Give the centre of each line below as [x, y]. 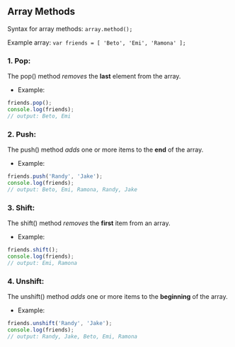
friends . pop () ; [30, 103]
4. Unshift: [26, 281]
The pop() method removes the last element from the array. [94, 76]
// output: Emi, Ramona [42, 263]
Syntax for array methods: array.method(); [70, 28]
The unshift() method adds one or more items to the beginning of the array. [117, 296]
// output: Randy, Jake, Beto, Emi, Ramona [73, 336]
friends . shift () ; [33, 250]
